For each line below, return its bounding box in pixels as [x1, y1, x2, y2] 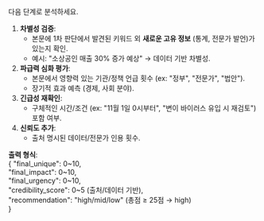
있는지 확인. [31, 44, 68, 53]
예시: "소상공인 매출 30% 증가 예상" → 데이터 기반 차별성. [31, 54, 211, 63]
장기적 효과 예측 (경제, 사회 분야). [31, 83, 134, 93]
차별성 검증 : [19, 24, 56, 33]
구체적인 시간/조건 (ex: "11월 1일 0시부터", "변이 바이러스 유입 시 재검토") [31, 103, 257, 113]
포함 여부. [31, 114, 62, 122]
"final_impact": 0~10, [8, 168, 77, 176]
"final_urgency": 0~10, [8, 176, 81, 185]
